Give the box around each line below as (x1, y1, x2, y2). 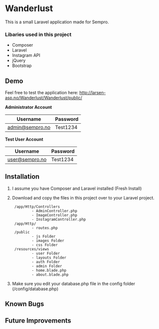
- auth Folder (31, 259, 60, 264)
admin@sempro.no (7, 124, 51, 131)
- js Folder (31, 234, 56, 239)
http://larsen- (79, 90, 106, 96)
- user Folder (31, 251, 60, 256)
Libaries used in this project (5, 31, 72, 38)
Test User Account (5, 136, 43, 142)
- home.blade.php (31, 268, 67, 273)
